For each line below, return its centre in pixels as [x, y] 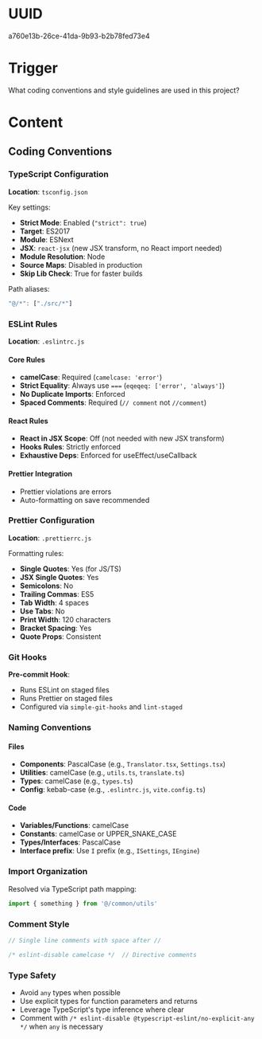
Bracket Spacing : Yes [56, 628]
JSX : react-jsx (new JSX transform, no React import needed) [121, 248]
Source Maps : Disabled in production [81, 265]
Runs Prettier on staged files [66, 699]
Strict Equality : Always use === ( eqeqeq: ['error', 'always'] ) [122, 386]
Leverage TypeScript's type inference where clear [102, 1010]
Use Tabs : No [42, 611]
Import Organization [48, 872]
